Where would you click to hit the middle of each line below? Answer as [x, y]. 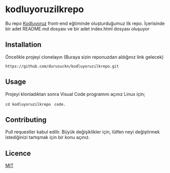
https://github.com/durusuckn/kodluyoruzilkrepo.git [62, 66]
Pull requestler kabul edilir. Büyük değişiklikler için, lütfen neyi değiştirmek [82, 132]
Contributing [26, 119]
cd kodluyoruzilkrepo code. [36, 104]
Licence [18, 153]
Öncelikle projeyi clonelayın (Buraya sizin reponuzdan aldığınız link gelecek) [84, 57]
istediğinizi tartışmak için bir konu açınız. [48, 137]
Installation [23, 45]
